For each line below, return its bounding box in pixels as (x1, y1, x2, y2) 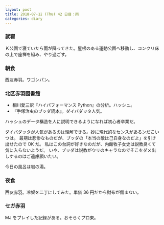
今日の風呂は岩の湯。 (5, 164, 48, 170)
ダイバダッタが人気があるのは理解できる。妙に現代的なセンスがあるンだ (5, 129, 151, 135)
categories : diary (5, 16, 43, 21)
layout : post (5, 7, 32, 12)
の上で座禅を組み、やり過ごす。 (5, 51, 70, 57)
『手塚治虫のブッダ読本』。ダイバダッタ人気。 (12, 108, 105, 114)
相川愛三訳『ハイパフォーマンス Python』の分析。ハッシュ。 (12, 102, 135, 108)
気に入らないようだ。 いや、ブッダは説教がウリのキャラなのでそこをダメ (5, 147, 152, 153)
